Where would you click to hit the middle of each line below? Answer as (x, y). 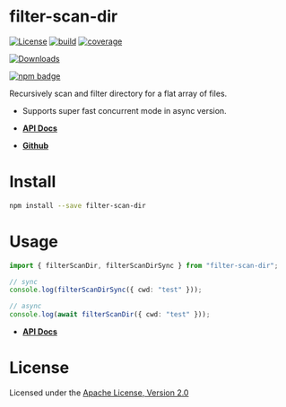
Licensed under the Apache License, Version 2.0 (99, 393)
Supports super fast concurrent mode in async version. (124, 110)
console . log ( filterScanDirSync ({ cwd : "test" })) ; (106, 290)
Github (35, 145)
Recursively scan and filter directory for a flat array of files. (118, 93)
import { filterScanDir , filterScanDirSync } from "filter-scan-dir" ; (144, 265)
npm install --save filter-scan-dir (78, 205)
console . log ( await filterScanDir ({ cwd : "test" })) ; (110, 315)
